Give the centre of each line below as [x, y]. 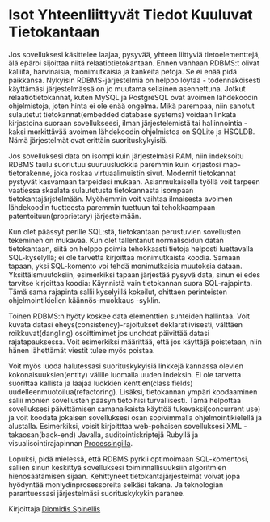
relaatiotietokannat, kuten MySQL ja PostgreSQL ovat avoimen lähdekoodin [133, 97]
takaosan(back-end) [42, 435]
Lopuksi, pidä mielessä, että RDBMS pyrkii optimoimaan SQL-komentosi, [129, 459]
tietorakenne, [30, 173]
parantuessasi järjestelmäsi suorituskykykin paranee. [97, 493]
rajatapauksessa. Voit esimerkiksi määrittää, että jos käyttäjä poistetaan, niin [135, 342]
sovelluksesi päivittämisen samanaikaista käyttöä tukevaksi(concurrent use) [135, 409]
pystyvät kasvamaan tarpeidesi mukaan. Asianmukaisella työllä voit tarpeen [134, 181]
